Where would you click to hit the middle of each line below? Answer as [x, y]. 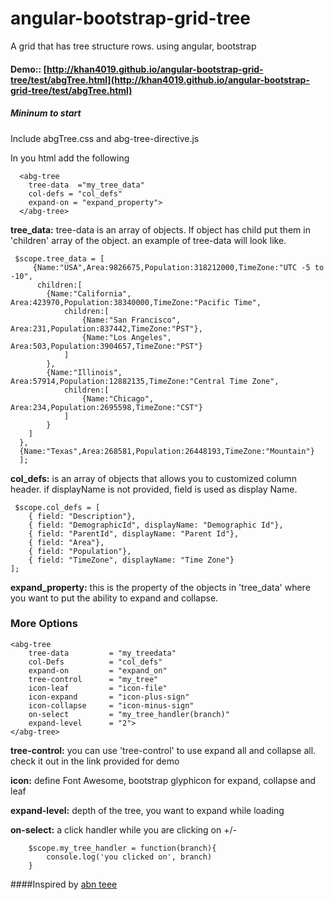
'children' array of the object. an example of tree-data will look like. [148, 240]
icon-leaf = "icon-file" [98, 688]
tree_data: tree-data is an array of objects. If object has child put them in [160, 229]
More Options [44, 624]
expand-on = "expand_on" [98, 670]
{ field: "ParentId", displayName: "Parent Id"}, [134, 533]
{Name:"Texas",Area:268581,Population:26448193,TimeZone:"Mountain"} [167, 451]
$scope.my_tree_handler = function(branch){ [122, 848]
